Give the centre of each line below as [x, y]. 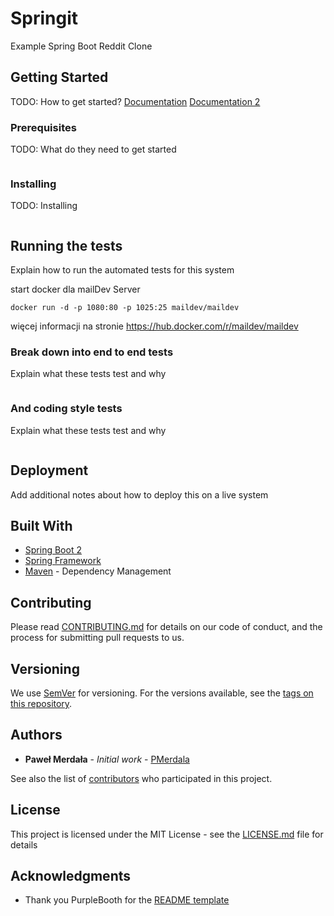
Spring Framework [63, 561]
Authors [36, 735]
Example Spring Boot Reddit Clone [81, 46]
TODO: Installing [44, 206]
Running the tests [66, 245]
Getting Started [59, 77]
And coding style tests [66, 409]
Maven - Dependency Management [98, 571]
